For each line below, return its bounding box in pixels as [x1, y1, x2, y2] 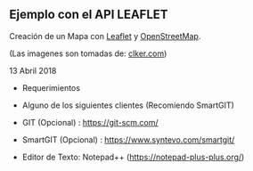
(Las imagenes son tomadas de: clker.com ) [9, 48, 167, 59]
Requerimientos [21, 82, 80, 93]
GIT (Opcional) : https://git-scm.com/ [21, 117, 159, 127]
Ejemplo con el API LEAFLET [9, 7, 168, 22]
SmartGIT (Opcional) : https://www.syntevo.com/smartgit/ [21, 134, 235, 145]
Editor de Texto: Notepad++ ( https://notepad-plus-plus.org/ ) [21, 151, 245, 162]
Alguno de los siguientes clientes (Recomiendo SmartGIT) [21, 100, 234, 110]
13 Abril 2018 [9, 65, 57, 76]
